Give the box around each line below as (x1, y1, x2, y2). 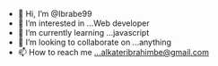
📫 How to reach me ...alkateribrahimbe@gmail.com (17, 47, 209, 57)
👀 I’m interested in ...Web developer (17, 18, 150, 29)
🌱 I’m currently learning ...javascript (17, 28, 150, 37)
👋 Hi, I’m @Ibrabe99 (17, 9, 92, 19)
